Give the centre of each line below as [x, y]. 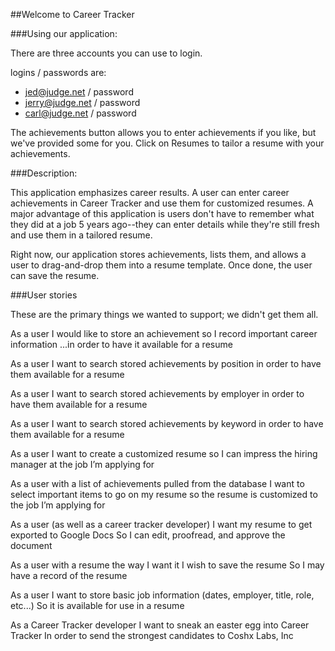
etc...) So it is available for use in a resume [97, 605]
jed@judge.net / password [79, 92]
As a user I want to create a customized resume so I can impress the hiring [164, 453]
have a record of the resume [69, 575]
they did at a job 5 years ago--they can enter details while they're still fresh [165, 224]
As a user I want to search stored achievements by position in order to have [166, 363]
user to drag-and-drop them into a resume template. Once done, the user [161, 265]
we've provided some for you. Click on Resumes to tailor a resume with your [167, 143]
